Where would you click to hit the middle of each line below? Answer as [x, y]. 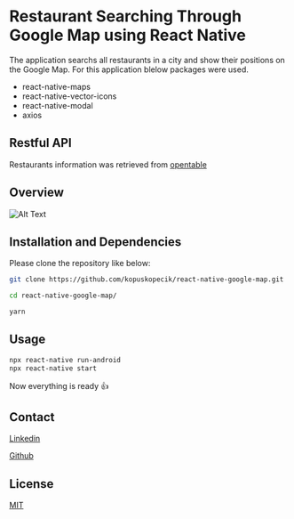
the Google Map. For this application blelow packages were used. [129, 69]
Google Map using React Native [128, 35]
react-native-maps [56, 86]
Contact [32, 417]
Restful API [41, 143]
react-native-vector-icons [69, 96]
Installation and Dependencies [95, 242]
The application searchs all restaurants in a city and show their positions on [147, 60]
